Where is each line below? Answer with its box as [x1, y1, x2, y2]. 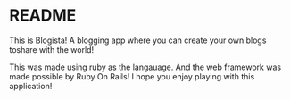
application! [9, 80, 53, 91]
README [9, 5, 77, 26]
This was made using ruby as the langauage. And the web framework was [9, 62, 282, 72]
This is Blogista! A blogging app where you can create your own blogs [9, 35, 267, 46]
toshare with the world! [9, 44, 95, 54]
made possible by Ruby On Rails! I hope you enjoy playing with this [9, 71, 255, 81]
